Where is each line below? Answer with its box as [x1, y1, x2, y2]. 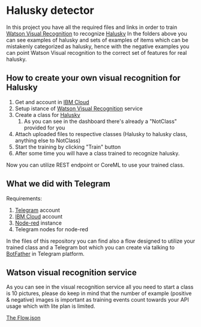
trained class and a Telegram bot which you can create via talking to [6, 243, 175, 251]
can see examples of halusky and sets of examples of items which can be [6, 36, 189, 43]
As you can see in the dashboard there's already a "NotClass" [23, 117, 177, 125]
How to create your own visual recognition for [6, 73, 181, 83]
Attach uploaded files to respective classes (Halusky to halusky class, [14, 130, 188, 137]
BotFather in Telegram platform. [6, 250, 85, 257]
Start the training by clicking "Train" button [14, 143, 121, 151]
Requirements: [6, 195, 42, 202]
